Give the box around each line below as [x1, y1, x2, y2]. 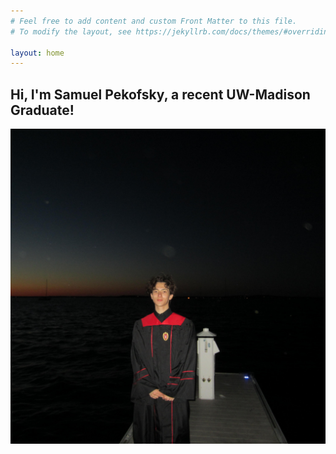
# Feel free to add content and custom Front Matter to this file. [10, 16, 298, 26]
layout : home [10, 48, 65, 58]
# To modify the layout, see [10, 26, 132, 37]
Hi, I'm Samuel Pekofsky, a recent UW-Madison [10, 86, 311, 103]
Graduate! [10, 101, 75, 119]
